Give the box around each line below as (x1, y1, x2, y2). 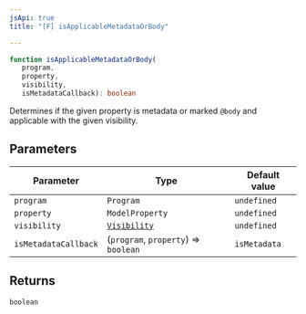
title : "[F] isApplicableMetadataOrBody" (9, 22, 169, 31)
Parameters (9, 141, 77, 157)
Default (247, 168, 280, 181)
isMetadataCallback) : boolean (21, 89, 137, 98)
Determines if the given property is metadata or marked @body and (9, 105, 258, 116)
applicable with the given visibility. (9, 115, 138, 126)
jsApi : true (9, 13, 55, 23)
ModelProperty (107, 207, 168, 218)
